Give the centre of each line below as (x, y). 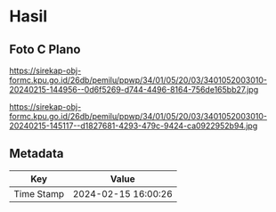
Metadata (37, 154)
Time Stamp (39, 193)
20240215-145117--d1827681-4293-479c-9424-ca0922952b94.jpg (134, 126)
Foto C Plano (45, 49)
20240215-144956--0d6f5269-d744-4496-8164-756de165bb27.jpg (134, 90)
